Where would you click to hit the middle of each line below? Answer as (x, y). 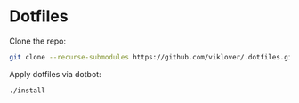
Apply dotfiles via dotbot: (55, 74)
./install (28, 91)
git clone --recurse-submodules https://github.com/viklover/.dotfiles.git (153, 57)
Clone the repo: (38, 41)
